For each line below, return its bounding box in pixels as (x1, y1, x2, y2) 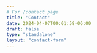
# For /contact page (6, 9, 59, 15)
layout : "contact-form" (6, 37, 67, 43)
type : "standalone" (6, 32, 56, 38)
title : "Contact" (6, 15, 51, 21)
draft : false (6, 26, 40, 32)
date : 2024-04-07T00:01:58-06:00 (6, 20, 92, 26)
